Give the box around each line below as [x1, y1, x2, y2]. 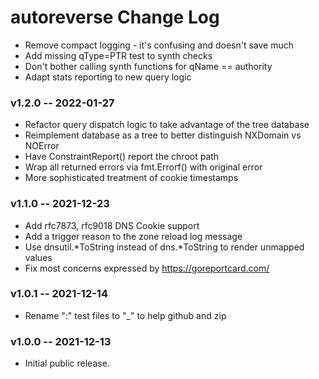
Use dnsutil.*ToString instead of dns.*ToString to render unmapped [24, 241, 305, 253]
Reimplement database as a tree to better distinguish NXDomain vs [24, 129, 302, 141]
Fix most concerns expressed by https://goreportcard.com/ [24, 262, 270, 274]
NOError [24, 140, 60, 152]
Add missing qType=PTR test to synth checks [24, 49, 213, 61]
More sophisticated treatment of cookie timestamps [24, 172, 239, 184]
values [24, 251, 53, 263]
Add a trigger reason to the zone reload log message [24, 230, 243, 242]
